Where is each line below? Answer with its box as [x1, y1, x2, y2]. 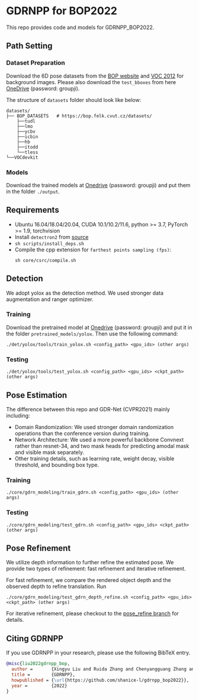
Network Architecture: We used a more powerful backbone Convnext [14, 436, 184, 443]
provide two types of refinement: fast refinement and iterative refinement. [6, 565, 186, 573]
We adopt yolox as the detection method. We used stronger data [6, 289, 164, 296]
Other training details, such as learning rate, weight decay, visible [14, 455, 175, 462]
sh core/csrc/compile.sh [14, 257, 76, 263]
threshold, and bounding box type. [14, 461, 99, 468]
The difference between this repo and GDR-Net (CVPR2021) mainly [6, 405, 171, 413]
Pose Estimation [6, 390, 68, 400]
